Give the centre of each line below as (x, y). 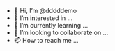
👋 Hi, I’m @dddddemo (45, 11)
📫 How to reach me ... (46, 40)
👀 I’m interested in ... (43, 18)
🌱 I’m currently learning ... (51, 25)
